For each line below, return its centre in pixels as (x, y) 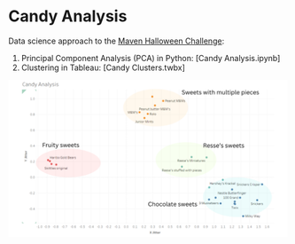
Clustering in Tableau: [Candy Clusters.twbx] (103, 67)
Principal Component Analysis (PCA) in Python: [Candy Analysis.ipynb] (151, 58)
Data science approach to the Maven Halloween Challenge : (116, 41)
